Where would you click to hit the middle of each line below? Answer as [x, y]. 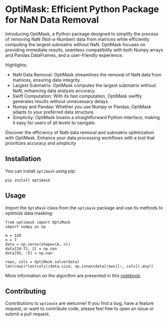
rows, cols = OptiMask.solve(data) [42, 262]
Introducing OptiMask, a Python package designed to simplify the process [82, 34]
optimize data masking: [29, 213]
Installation [23, 159]
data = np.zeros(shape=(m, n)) [38, 244]
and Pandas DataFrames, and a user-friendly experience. [64, 55]
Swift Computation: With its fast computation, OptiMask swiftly [77, 96]
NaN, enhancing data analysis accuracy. [54, 90]
